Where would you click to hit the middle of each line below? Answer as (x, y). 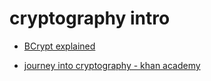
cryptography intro (90, 18)
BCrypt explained (59, 46)
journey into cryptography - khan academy (112, 65)
